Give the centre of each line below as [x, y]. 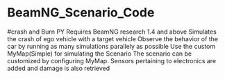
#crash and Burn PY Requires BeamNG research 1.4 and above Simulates [112, 32]
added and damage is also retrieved [59, 68]
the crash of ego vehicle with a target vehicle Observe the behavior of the [113, 38]
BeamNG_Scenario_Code [81, 13]
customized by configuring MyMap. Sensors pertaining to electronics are [112, 60]
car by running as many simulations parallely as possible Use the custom [111, 46]
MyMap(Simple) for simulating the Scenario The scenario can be [100, 54]
